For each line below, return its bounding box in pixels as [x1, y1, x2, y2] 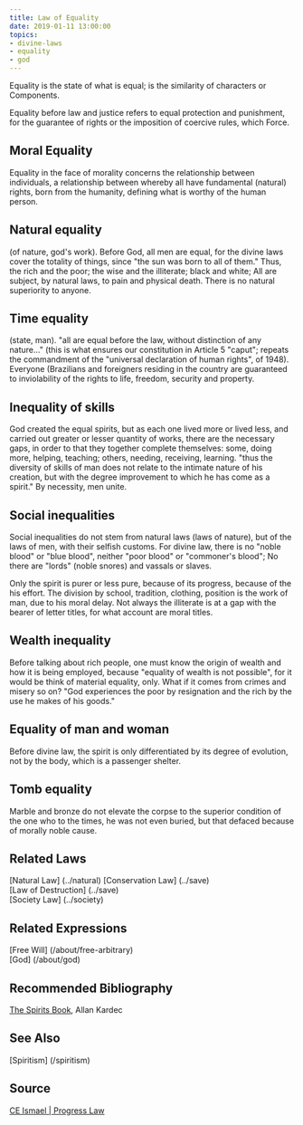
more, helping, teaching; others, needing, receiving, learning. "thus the [9, 453, 273, 463]
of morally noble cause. [9, 825, 98, 835]
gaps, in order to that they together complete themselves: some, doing [9, 443, 272, 453]
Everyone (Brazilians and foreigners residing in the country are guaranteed [9, 364, 288, 375]
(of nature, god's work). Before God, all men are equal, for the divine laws [9, 246, 284, 257]
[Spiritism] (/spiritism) [9, 1054, 90, 1065]
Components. [9, 90, 61, 100]
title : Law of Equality [9, 13, 99, 23]
